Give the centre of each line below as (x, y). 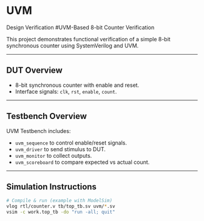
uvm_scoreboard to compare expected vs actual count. (82, 162)
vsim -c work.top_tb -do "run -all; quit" (61, 212)
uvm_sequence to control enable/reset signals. (71, 143)
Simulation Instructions (52, 187)
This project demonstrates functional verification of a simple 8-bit (89, 39)
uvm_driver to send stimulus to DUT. (60, 149)
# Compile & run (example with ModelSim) (59, 201)
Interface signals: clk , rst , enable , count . (66, 91)
